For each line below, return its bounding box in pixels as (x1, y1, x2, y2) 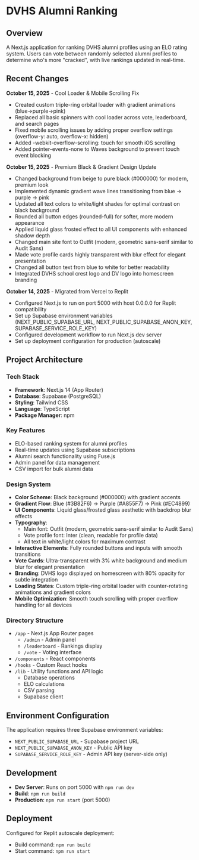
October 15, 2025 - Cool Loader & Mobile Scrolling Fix (6, 89, 140, 97)
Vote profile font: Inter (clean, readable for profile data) (23, 532, 159, 539)
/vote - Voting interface (23, 649, 82, 656)
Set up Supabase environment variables (14, 312, 113, 319)
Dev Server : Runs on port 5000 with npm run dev (14, 784, 135, 791)
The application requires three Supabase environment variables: (6, 726, 163, 734)
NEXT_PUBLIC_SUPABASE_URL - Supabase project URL (14, 738, 140, 745)
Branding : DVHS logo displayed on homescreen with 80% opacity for (14, 570, 185, 577)
